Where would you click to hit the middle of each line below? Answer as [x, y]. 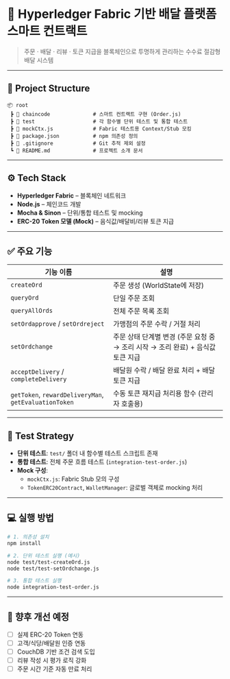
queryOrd [25, 298]
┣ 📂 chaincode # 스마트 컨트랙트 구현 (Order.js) [95, 114]
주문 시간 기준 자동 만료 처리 [54, 669]
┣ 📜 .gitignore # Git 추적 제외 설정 [78, 143]
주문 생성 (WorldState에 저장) [158, 285]
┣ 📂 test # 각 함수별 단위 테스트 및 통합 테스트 [99, 121]
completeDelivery [39, 379]
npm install [24, 543]
